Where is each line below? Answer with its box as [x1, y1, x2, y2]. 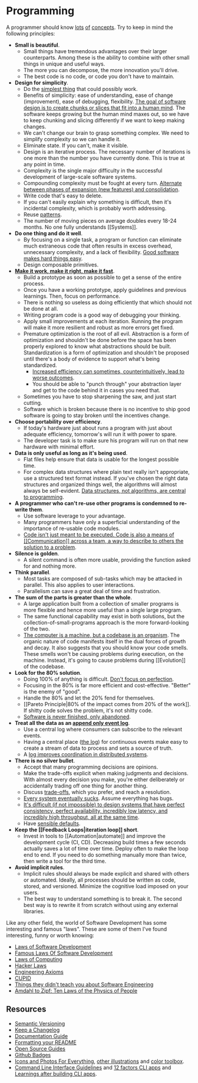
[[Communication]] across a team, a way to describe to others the [23, 537, 184, 544]
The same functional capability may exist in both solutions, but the [23, 613, 184, 620]
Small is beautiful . [14, 41, 60, 48]
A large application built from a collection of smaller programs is [23, 600, 179, 607]
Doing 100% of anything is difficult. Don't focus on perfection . [23, 675, 174, 682]
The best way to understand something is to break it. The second [23, 895, 182, 902]
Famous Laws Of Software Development [14, 949, 113, 957]
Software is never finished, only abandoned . [23, 713, 131, 720]
